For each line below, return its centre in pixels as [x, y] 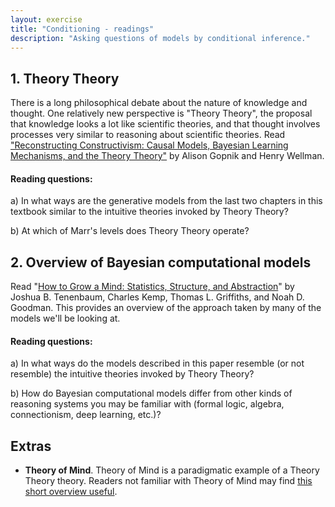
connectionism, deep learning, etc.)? [86, 415]
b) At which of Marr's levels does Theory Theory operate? [130, 231]
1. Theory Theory [65, 78]
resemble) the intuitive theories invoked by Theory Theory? [132, 374]
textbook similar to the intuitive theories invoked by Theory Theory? [149, 212]
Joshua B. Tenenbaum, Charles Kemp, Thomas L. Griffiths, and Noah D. [157, 297]
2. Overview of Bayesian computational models [161, 262]
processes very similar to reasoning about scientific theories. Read [148, 135]
